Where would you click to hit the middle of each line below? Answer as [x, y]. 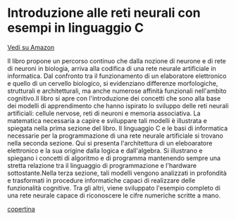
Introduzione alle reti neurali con [104, 13]
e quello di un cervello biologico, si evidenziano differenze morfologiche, [113, 83]
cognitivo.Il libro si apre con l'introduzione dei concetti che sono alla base [114, 98]
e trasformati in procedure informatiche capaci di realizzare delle [101, 180]
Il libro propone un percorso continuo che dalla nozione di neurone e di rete [117, 60]
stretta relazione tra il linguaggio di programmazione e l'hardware [102, 165]
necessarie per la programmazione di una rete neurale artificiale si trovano [116, 136]
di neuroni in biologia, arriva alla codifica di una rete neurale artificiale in [112, 68]
